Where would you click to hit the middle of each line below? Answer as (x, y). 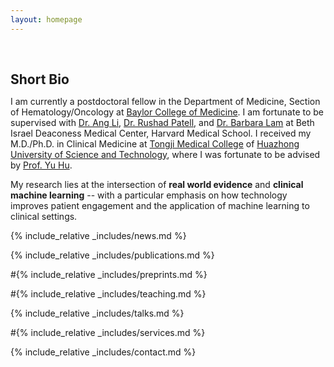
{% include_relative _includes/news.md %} (98, 235)
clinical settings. (44, 216)
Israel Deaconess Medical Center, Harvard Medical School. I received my (161, 133)
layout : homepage (46, 19)
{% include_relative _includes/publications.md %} (112, 255)
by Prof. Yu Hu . (41, 165)
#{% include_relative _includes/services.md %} (108, 332)
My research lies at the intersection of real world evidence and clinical (157, 184)
